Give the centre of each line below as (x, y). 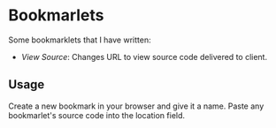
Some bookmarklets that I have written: (80, 40)
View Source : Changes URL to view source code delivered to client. (144, 56)
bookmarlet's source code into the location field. (97, 115)
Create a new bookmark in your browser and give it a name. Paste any (136, 106)
